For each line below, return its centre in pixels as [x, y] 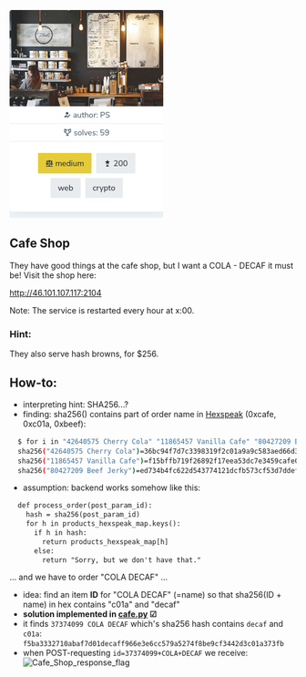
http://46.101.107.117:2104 [56, 292]
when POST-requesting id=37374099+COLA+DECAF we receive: [135, 653]
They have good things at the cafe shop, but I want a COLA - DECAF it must [152, 265]
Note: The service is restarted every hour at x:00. [102, 310]
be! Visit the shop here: [53, 275]
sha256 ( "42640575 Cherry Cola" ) [79, 451]
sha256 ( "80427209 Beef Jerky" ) [77, 470]
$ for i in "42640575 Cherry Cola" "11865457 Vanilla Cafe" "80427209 [154, 441]
